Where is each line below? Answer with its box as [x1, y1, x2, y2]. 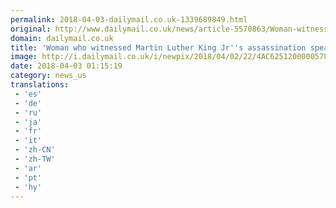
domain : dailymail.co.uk [10, 33, 114, 43]
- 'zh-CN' [14, 145, 56, 155]
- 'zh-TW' [14, 154, 56, 164]
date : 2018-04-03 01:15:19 [10, 61, 123, 71]
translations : [10, 80, 70, 90]
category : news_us [10, 71, 87, 81]
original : [10, 24, 52, 34]
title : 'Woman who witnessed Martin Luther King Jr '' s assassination [10, 42, 307, 53]
